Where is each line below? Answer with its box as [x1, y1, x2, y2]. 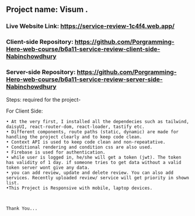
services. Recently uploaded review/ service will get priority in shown [6, 175, 190, 180]
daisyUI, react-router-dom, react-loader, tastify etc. [6, 124, 145, 130]
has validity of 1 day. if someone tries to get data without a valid [6, 159, 182, 165]
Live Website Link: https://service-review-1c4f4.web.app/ [6, 22, 175, 30]
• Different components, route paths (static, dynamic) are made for [6, 128, 179, 135]
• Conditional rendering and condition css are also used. [6, 144, 153, 150]
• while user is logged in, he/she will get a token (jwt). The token [6, 154, 182, 160]
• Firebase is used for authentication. [6, 149, 106, 155]
